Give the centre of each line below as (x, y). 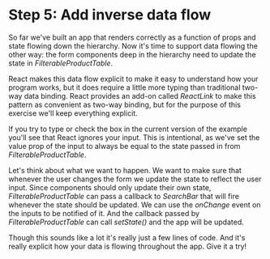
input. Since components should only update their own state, (110, 187)
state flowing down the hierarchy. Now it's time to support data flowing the (133, 45)
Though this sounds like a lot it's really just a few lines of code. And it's (127, 237)
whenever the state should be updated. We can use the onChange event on (135, 205)
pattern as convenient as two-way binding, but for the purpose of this (125, 104)
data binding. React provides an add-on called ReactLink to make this (140, 96)
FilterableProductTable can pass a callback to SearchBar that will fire (124, 196)
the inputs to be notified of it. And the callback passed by (104, 213)
